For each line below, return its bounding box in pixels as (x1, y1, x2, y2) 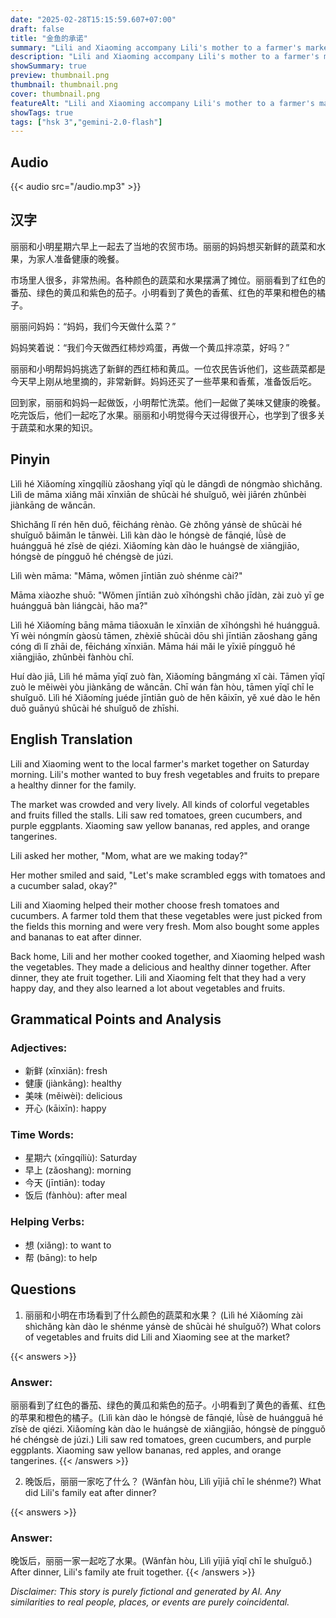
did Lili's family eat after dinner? (24, 1486, 157, 1498)
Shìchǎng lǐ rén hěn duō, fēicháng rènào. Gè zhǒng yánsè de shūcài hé (10, 518, 303, 530)
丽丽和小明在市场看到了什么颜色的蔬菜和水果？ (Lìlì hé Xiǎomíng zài (24, 1309, 303, 1321)
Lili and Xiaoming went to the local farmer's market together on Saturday (10, 757, 310, 770)
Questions (10, 1281, 77, 1298)
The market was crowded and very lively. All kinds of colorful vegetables (10, 798, 310, 810)
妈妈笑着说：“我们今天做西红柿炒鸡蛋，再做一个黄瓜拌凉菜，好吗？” (10, 341, 290, 353)
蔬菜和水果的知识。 (18, 421, 98, 433)
